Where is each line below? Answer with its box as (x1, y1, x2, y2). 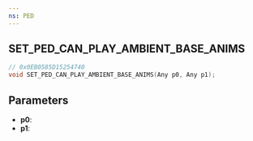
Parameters (8, 93, 69, 107)
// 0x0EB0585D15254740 (8, 63, 85, 71)
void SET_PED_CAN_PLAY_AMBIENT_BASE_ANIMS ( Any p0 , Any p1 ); (8, 70, 217, 79)
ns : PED (8, 11, 35, 20)
